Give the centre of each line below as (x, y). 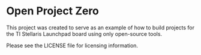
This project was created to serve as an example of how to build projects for (100, 27)
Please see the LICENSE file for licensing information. (72, 45)
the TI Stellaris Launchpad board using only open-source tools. (84, 33)
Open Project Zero (52, 11)
